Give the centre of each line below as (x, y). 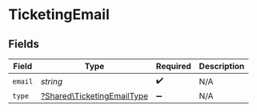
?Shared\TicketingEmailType (94, 96)
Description (222, 66)
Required (174, 66)
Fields (24, 44)
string (51, 81)
